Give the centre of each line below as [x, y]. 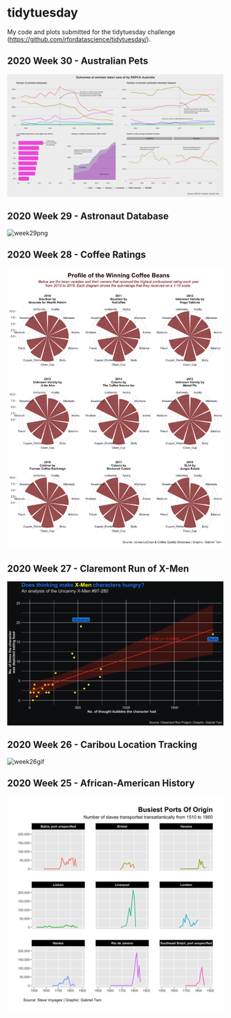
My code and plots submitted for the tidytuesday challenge [91, 32]
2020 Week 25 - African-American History [101, 783]
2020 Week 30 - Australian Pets [78, 61]
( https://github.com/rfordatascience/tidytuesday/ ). [79, 39]
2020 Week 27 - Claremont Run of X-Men [98, 569]
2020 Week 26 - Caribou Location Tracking [102, 745]
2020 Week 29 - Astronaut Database [88, 216]
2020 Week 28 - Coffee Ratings [77, 255]
